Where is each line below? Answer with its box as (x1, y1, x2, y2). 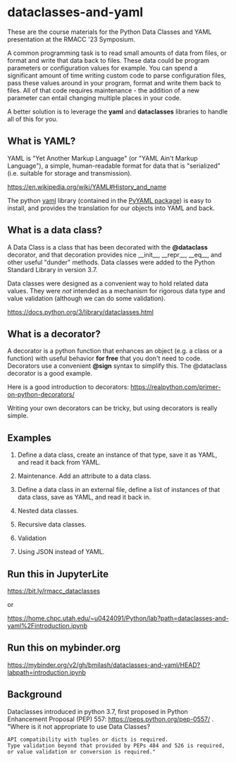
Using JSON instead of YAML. (17, 548, 105, 556)
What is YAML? (7, 135, 76, 147)
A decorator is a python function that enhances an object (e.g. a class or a (7, 347, 223, 355)
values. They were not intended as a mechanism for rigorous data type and (7, 286, 225, 295)
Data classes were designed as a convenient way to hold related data (7, 279, 209, 288)
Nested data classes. (17, 507, 79, 515)
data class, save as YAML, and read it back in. (17, 493, 151, 501)
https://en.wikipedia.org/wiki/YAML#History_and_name (7, 183, 167, 191)
